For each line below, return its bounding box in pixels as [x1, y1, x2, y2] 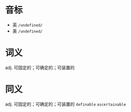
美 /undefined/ [12, 28, 43, 34]
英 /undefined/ [12, 22, 43, 28]
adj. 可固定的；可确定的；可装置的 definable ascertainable [5, 101, 127, 107]
